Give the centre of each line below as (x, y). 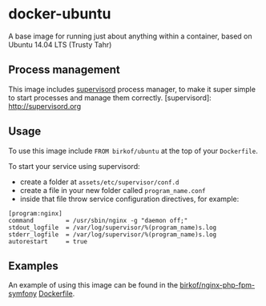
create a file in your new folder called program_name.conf (113, 190)
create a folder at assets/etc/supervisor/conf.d (99, 182)
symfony (23, 294)
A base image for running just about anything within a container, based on (130, 36)
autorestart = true (48, 241)
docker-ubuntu (60, 14)
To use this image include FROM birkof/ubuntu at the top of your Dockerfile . (133, 151)
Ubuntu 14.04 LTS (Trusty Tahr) (60, 44)
